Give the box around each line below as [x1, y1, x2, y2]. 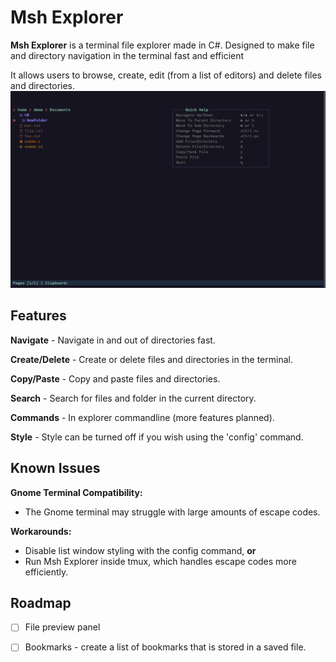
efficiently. [24, 566, 69, 578]
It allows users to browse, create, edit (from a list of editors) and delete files [10, 69, 322, 81]
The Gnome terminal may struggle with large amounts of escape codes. [24, 506, 321, 518]
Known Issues [10, 460, 101, 477]
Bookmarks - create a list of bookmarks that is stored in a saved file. [24, 641, 307, 653]
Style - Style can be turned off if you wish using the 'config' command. [10, 431, 304, 443]
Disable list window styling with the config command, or [24, 544, 257, 556]
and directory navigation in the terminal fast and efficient [10, 49, 245, 61]
